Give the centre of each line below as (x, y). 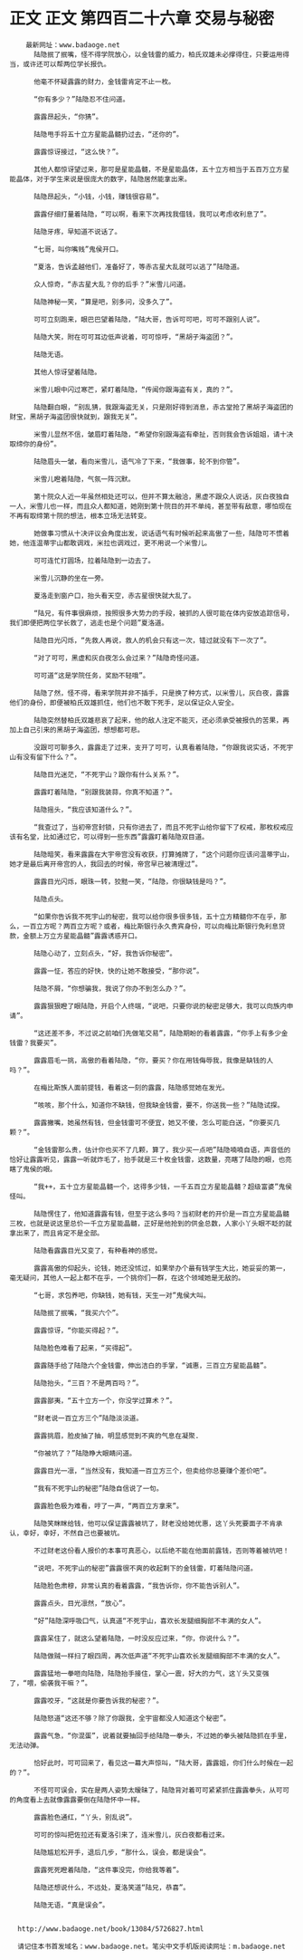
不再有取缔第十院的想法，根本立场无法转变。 (80, 516)
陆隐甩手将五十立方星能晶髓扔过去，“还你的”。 (108, 134)
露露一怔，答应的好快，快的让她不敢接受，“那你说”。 (118, 971)
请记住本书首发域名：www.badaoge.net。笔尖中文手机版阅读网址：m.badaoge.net (152, 1946)
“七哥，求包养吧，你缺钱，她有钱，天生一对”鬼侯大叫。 (122, 1295)
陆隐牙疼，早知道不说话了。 (77, 232)
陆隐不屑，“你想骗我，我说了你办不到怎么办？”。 (111, 988)
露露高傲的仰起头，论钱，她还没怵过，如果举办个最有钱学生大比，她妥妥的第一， (161, 1268)
